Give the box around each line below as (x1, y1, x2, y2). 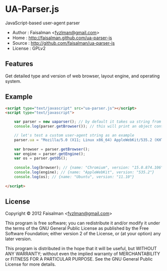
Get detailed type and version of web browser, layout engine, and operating (5, 73, 160, 79)
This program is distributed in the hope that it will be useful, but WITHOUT (5, 246, 157, 252)
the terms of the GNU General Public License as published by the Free (5, 225, 149, 231)
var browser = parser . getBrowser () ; (14, 146, 90, 152)
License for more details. (5, 262, 56, 268)
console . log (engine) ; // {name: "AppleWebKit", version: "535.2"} (14, 170, 155, 175)
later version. (5, 236, 32, 242)
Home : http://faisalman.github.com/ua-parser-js (12, 35, 112, 41)
